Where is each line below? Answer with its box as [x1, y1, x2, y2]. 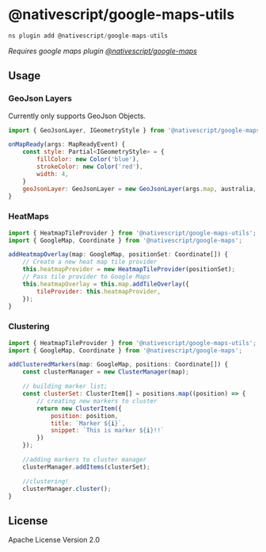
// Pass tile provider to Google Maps [22, 273, 150, 281]
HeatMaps [8, 211, 49, 222]
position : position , [50, 412, 119, 420]
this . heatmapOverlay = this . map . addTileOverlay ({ [22, 280, 190, 288]
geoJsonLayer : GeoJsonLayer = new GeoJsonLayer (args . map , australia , [22, 185, 257, 193]
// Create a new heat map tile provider [22, 258, 158, 266]
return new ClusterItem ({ [36, 404, 123, 412]
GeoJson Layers [8, 93, 73, 104]
